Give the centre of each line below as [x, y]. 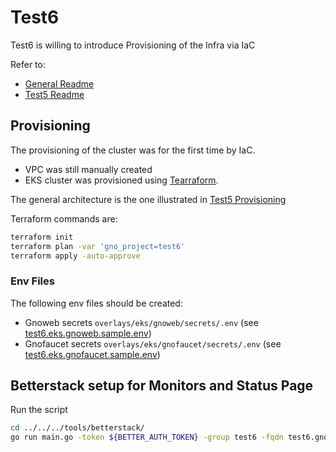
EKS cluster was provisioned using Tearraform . [121, 180]
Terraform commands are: [64, 218]
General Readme [59, 83]
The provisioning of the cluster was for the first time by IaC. [133, 150]
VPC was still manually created [88, 169]
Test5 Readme [54, 94]
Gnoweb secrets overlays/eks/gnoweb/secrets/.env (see [141, 322]
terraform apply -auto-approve [75, 256]
